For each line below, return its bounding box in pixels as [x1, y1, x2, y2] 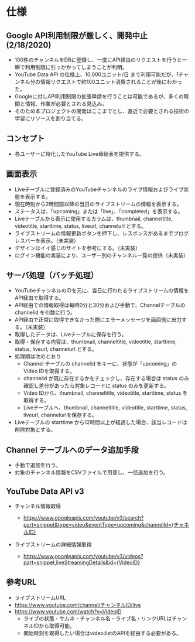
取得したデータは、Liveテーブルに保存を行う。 [14, 331, 127, 338]
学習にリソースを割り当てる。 [14, 115, 87, 122]
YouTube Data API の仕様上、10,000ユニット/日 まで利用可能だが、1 [14, 71, 179, 78]
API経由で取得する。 [14, 294, 64, 302]
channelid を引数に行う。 [14, 309, 76, 316]
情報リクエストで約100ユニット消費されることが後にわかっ [40, 78, 183, 85]
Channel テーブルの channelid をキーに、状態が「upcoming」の [23, 360, 177, 367]
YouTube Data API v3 [6, 486, 84, 496]
